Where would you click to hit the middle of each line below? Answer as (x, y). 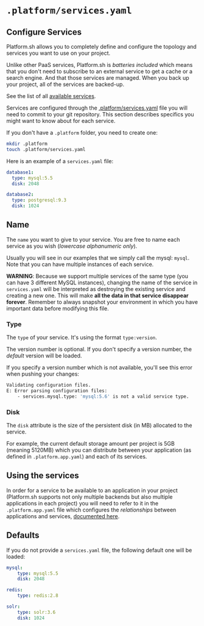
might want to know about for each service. (61, 121)
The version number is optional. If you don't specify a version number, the (99, 350)
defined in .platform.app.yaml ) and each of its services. (77, 457)
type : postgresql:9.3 (39, 200)
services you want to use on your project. (58, 53)
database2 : (20, 195)
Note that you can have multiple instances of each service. (80, 264)
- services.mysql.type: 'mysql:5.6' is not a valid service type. (103, 396)
